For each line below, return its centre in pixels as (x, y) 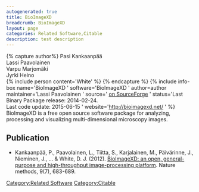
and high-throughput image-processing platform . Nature (106, 165)
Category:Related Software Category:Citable (61, 182)
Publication (28, 138)
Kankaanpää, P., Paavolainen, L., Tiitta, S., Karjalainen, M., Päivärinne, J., (104, 152)
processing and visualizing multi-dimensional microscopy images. (87, 119)
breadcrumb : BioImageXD (36, 23)
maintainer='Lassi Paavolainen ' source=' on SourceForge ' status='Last (95, 94)
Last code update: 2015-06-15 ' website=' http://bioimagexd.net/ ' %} (91, 107)
